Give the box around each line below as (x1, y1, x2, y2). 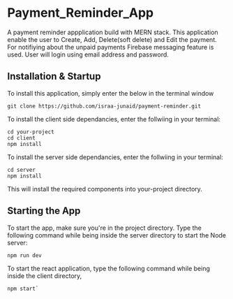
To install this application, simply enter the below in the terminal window (7, 89, 214, 97)
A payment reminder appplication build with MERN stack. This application (7, 28, 218, 36)
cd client (7, 134, 36, 141)
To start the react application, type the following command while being (7, 264, 211, 272)
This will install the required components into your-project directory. (7, 184, 202, 193)
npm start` (7, 285, 39, 292)
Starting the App (7, 205, 81, 217)
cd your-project (7, 128, 54, 136)
